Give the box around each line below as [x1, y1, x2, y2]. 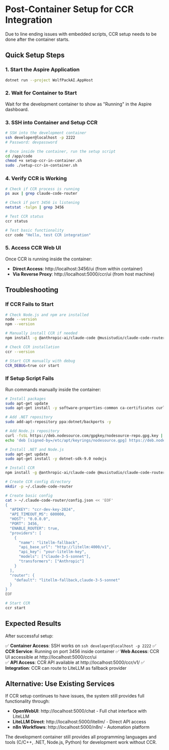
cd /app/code [5, 153, 33, 158]
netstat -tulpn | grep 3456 [5, 205, 64, 210]
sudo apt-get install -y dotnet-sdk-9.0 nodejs [5, 456, 107, 461]
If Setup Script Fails [5, 375, 54, 382]
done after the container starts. [5, 36, 70, 42]
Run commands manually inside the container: [5, 386, 102, 392]
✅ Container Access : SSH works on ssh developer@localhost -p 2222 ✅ [5, 642, 156, 649]
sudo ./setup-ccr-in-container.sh [5, 163, 78, 168]
